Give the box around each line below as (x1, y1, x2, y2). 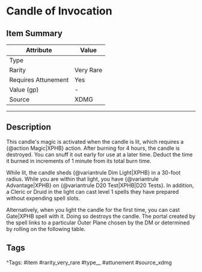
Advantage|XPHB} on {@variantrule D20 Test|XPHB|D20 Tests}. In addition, (6, 182, 194, 189)
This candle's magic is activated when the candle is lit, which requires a (6, 138, 184, 145)
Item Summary (6, 28, 63, 39)
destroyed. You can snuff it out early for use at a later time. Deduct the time (6, 150, 193, 158)
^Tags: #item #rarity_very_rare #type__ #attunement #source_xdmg (6, 259, 173, 266)
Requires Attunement (9, 76, 69, 84)
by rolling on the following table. (6, 225, 86, 232)
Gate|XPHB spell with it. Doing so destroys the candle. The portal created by (6, 212, 195, 220)
